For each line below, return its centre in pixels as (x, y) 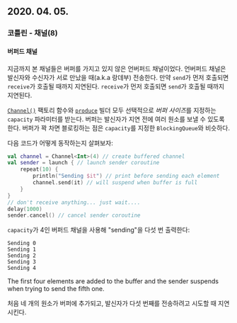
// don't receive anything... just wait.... (74, 202)
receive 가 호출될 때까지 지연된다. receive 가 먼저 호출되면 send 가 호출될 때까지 (116, 86)
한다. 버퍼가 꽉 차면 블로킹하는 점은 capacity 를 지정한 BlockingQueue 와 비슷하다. (118, 127)
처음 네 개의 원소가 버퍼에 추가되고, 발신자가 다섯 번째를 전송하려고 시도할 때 (112, 303)
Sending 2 (22, 256)
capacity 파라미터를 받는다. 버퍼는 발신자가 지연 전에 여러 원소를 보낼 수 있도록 (116, 119)
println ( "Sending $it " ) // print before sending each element (126, 176)
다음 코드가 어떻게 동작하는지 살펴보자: (60, 143)
